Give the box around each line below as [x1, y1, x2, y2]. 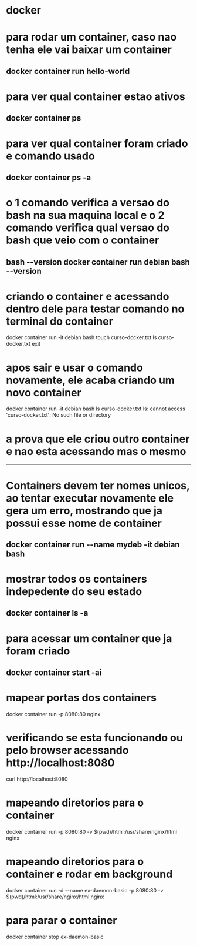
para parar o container [6, 914, 117, 927]
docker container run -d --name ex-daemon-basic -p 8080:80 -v [6, 887, 164, 894]
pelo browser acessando [6, 744, 129, 757]
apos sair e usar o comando [6, 361, 144, 374]
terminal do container [6, 315, 113, 328]
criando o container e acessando [6, 289, 169, 303]
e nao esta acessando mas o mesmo [6, 444, 186, 458]
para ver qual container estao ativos [6, 89, 186, 103]
